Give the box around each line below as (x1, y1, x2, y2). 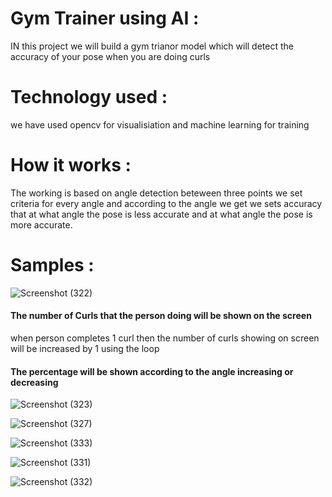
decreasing (10, 376, 59, 388)
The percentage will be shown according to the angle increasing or (10, 365, 294, 377)
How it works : (10, 154, 132, 177)
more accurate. (10, 218, 73, 231)
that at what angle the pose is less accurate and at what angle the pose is (10, 208, 313, 220)
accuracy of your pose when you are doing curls (10, 50, 211, 62)
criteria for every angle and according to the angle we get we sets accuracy (10, 197, 323, 209)
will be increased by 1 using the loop (10, 342, 160, 354)
